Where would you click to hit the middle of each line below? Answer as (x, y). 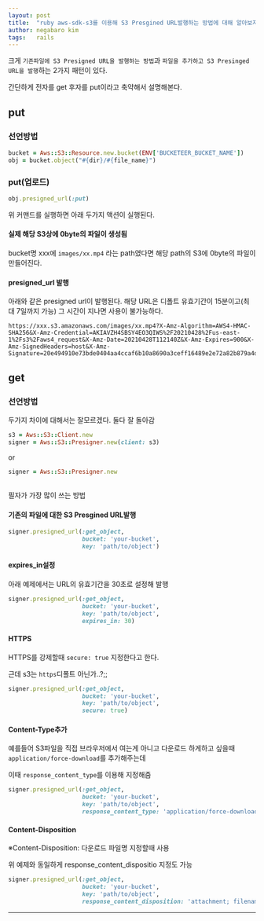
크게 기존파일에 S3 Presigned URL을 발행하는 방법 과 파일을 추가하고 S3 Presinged (129, 61)
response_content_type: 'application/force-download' (172, 812)
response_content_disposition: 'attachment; (156, 901)
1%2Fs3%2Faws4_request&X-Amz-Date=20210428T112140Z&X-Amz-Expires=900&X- (132, 340)
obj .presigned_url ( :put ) (49, 198)
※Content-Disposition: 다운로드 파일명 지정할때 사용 (89, 848)
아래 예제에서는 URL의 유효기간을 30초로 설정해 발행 (88, 584)
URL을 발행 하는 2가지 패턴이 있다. (58, 71)
